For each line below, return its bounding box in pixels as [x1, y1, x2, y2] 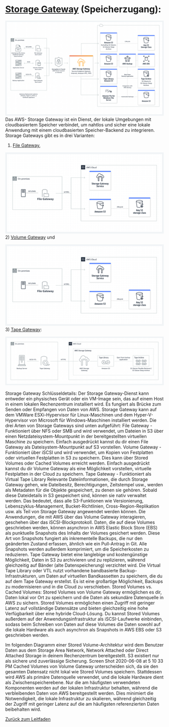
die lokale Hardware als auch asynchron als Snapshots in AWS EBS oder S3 [5, 627, 162, 633]
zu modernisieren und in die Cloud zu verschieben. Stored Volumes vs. [5, 584, 152, 590]
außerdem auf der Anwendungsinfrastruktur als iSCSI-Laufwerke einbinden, [5, 616, 163, 622]
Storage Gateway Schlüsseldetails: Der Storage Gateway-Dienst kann [5, 390, 149, 396]
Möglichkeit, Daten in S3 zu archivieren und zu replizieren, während [5, 557, 146, 563]
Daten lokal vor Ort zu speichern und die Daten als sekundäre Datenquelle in [5, 595, 164, 601]
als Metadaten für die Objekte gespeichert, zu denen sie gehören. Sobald [5, 487, 157, 493]
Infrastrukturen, [5, 573, 38, 579]
